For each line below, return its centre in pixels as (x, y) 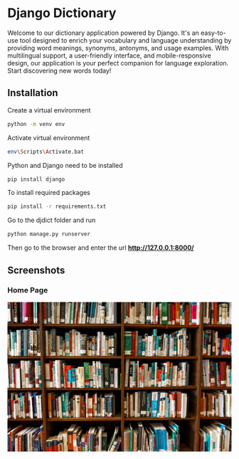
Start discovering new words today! (59, 70)
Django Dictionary (62, 13)
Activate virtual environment (49, 137)
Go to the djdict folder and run (52, 220)
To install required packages (49, 193)
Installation (33, 93)
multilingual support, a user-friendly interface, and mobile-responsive (109, 56)
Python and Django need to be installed (65, 165)
